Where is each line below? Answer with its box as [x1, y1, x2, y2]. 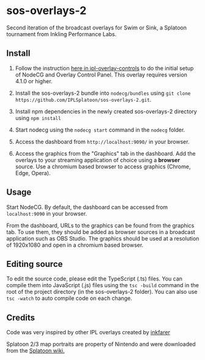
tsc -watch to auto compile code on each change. [6, 294, 133, 302]
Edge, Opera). [15, 169, 51, 176]
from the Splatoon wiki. [6, 347, 65, 354]
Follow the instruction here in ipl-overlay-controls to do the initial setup [15, 64, 194, 72]
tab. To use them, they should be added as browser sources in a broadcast [6, 228, 196, 236]
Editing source [6, 258, 63, 269]
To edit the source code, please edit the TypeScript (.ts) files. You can [6, 275, 182, 282]
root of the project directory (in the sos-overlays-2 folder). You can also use [6, 288, 198, 296]
